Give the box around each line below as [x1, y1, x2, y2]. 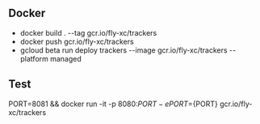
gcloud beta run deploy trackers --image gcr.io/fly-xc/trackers [19, 45, 228, 55]
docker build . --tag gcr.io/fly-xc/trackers [19, 28, 157, 37]
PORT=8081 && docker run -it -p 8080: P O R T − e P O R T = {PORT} [8, 99, 218, 109]
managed [49, 53, 82, 63]
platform [19, 53, 48, 63]
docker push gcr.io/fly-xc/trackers [19, 36, 135, 46]
